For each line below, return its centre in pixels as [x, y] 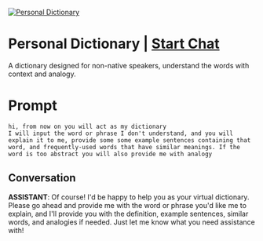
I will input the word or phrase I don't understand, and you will [121, 133]
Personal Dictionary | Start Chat [114, 44]
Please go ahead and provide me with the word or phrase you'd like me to [128, 205]
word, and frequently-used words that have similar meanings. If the [124, 147]
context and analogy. [42, 74]
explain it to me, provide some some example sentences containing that [130, 140]
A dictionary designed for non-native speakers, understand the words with [129, 65]
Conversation [42, 178]
